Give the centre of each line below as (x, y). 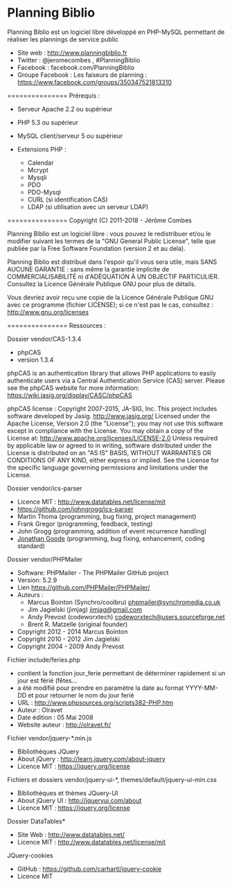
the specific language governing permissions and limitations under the (108, 467)
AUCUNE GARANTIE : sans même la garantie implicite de (88, 269)
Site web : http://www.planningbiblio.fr (72, 53)
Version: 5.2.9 (37, 580)
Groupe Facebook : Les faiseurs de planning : (82, 75)
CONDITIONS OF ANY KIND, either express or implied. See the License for (113, 460)
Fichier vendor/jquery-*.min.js (50, 738)
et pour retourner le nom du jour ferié (81, 695)
